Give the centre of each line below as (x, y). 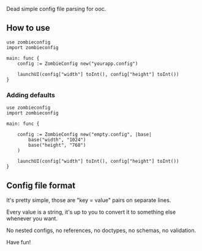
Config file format (41, 185)
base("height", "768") (57, 145)
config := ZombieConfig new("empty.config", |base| (84, 135)
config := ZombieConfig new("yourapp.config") (78, 64)
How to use (28, 28)
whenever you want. (32, 218)
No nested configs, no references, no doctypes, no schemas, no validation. (101, 230)
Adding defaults (31, 95)
